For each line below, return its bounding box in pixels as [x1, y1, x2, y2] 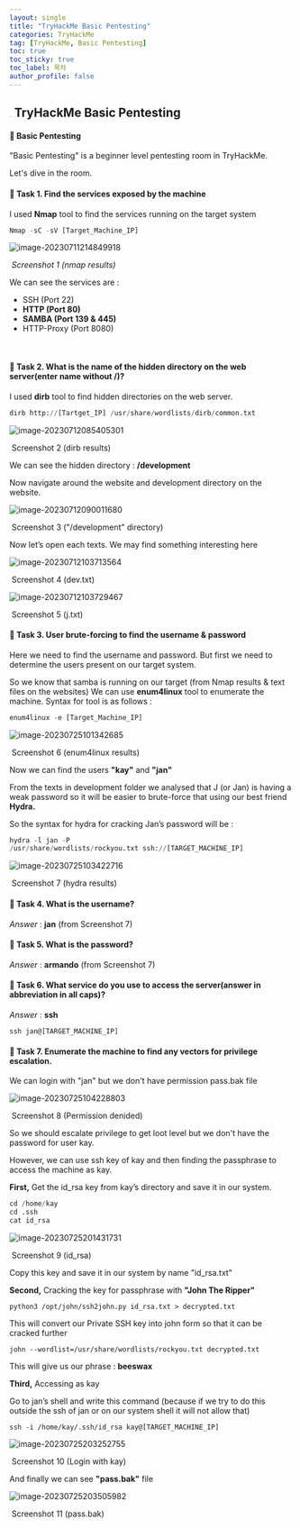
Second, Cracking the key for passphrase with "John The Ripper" [9, 1285, 255, 1296]
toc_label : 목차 [9, 64, 67, 73]
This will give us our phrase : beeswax [9, 1360, 153, 1371]
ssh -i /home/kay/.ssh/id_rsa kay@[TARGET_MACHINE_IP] [9, 1423, 220, 1432]
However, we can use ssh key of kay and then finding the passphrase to [9, 1155, 277, 1166]
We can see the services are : [9, 277, 120, 288]
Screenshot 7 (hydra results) [11, 878, 117, 888]
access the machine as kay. [9, 1164, 113, 1176]
